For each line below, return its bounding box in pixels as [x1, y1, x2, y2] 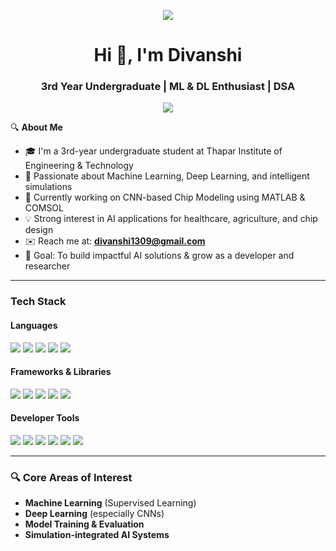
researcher [24, 260, 71, 272]
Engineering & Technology [24, 160, 134, 172]
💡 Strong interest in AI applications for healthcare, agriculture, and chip [24, 213, 318, 225]
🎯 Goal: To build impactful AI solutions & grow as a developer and [24, 250, 295, 262]
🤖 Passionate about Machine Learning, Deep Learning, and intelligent [24, 170, 310, 182]
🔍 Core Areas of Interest [10, 470, 133, 484]
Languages [10, 320, 58, 331]
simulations [24, 181, 73, 193]
